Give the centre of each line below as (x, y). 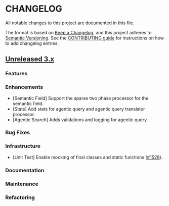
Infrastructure (23, 146)
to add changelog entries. (32, 43)
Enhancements (24, 87)
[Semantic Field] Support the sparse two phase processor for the (80, 98)
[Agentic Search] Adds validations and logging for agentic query (80, 120)
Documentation (25, 170)
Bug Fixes (18, 133)
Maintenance (22, 184)
